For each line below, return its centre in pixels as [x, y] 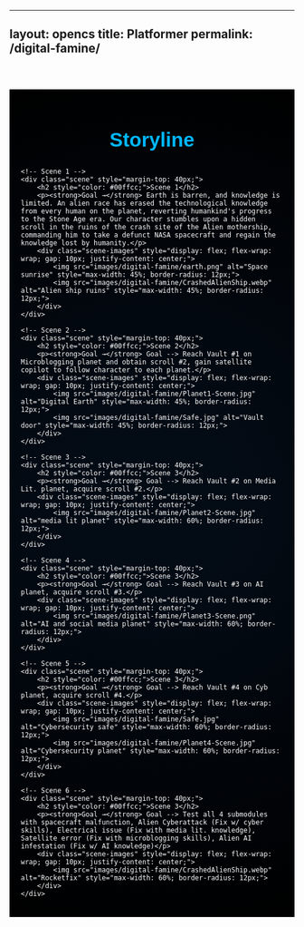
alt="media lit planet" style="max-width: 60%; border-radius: [142, 521]
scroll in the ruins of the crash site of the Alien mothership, [147, 228]
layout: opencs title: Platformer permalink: [131, 34]
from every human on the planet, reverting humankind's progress [147, 211]
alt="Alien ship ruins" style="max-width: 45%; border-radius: [142, 291]
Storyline [152, 140]
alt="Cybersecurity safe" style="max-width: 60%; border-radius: [147, 727]
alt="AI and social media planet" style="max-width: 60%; [133, 624]
